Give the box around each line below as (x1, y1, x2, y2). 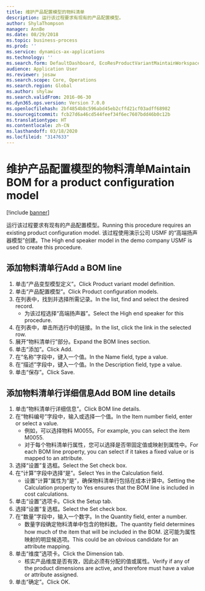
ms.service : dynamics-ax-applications (6, 49, 105, 55)
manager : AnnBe (6, 26, 45, 32)
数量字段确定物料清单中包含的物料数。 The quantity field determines (24, 521, 195, 528)
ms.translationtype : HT (6, 117, 67, 123)
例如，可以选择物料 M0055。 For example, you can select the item (24, 427, 190, 435)
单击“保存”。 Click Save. (15, 368, 75, 376)
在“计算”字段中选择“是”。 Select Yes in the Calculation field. (15, 469, 164, 477)
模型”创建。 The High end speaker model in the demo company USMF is (11, 237, 192, 244)
